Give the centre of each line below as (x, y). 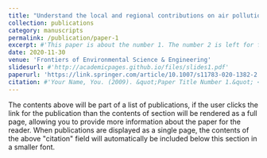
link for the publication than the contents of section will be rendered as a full (133, 113)
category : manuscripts (46, 30)
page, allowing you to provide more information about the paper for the (124, 121)
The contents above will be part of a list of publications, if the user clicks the (133, 105)
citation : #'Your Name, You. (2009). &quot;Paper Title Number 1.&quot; (131, 82)
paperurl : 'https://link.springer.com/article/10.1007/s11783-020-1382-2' (135, 75)
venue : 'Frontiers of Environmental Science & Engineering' (110, 60)
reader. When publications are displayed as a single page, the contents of (129, 130)
